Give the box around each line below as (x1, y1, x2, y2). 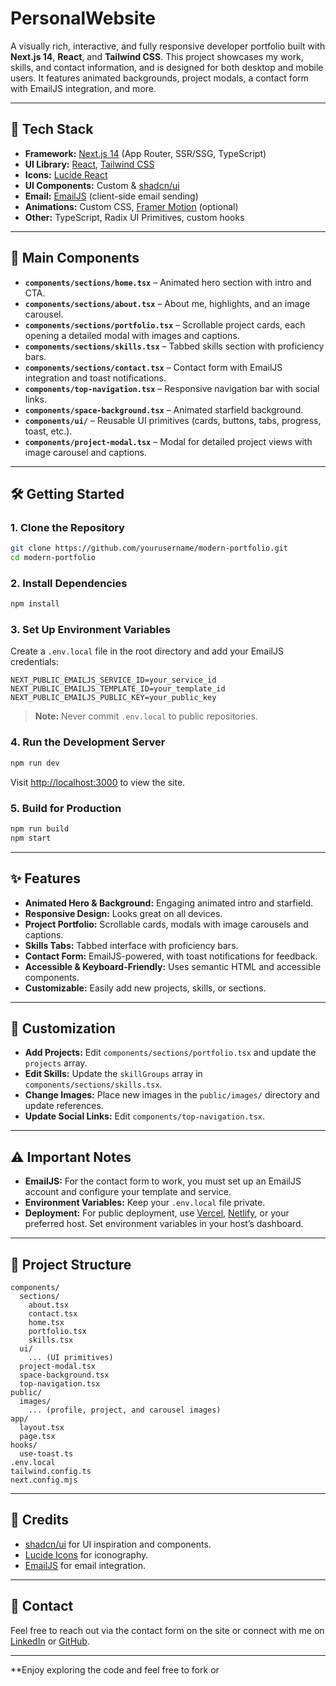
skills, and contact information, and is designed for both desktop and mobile (10, 61, 324, 73)
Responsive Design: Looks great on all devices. (24, 907, 223, 919)
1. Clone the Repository (10, 520, 125, 534)
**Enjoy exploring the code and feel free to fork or (10, 1663, 220, 1676)
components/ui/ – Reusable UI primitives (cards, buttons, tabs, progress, (24, 414, 322, 426)
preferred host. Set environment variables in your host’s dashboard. (24, 1218, 304, 1230)
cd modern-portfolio (10, 553, 97, 563)
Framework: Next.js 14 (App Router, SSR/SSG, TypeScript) (24, 147, 267, 159)
